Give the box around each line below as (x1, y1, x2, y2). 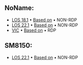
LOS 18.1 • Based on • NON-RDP (11, 17, 78, 22)
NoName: (4, 4, 34, 12)
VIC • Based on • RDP (11, 27, 57, 33)
